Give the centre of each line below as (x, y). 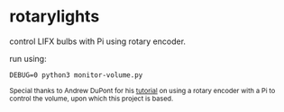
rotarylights (55, 17)
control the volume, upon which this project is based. (92, 99)
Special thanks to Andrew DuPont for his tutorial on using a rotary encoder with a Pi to (142, 90)
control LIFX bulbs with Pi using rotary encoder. (98, 41)
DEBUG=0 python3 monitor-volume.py (76, 75)
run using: (28, 58)
